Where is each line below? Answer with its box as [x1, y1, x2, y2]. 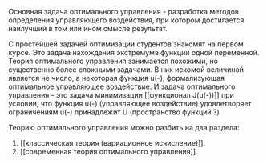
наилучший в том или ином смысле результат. [8, 24, 168, 33]
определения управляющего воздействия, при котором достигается [8, 15, 245, 25]
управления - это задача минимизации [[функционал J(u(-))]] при [8, 90, 234, 99]
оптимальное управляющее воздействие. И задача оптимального [8, 82, 236, 91]
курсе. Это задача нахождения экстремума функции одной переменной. [8, 48, 260, 57]
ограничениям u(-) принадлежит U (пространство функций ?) [8, 107, 220, 117]
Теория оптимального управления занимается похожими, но [8, 56, 219, 66]
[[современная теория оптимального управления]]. [19, 147, 198, 156]
